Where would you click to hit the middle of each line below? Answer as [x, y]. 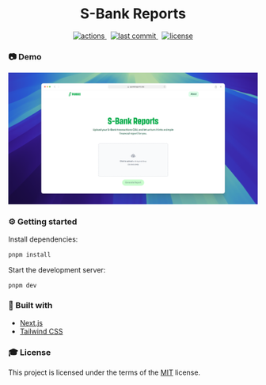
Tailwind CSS [41, 331]
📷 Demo [25, 56]
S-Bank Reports [133, 14]
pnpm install [30, 254]
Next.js [31, 322]
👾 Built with [30, 306]
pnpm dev [23, 285]
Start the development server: [57, 269]
